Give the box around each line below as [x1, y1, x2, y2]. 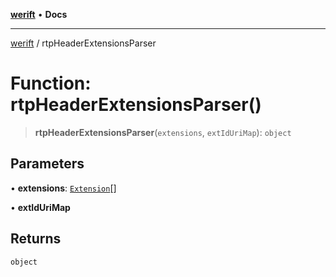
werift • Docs [10, 9, 68, 20]
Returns [10, 230, 62, 248]
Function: [10, 72, 92, 95]
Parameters [10, 155, 85, 173]
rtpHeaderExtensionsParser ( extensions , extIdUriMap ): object [34, 126, 292, 138]
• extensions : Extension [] [10, 182, 117, 194]
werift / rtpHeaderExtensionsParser [10, 37, 157, 49]
